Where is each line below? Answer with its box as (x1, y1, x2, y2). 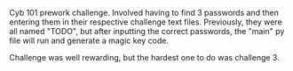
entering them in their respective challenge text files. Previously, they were (9, 17, 282, 27)
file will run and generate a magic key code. (9, 35, 169, 46)
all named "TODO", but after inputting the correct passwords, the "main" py (9, 26, 285, 36)
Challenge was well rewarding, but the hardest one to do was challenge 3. (9, 53, 280, 62)
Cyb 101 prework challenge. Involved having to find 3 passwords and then (9, 8, 280, 18)
